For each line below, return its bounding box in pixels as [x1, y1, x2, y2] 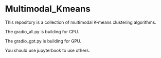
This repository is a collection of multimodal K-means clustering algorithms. [5, 19, 157, 25]
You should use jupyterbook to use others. [5, 47, 90, 53]
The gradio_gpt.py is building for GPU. [5, 38, 82, 44]
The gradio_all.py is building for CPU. [5, 29, 79, 34]
